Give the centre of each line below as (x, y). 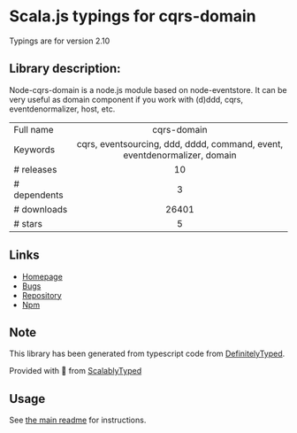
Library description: (65, 69)
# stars (28, 223)
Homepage (42, 276)
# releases (35, 169)
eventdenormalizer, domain (180, 155)
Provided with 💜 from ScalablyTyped (76, 371)
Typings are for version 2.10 (60, 41)
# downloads (41, 209)
